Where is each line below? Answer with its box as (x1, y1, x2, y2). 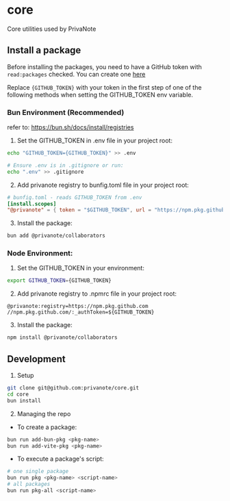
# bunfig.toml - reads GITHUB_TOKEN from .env (7, 194, 142, 201)
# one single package (7, 468, 69, 475)
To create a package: (16, 423, 77, 431)
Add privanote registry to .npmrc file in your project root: (16, 290, 177, 298)
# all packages (7, 481, 51, 488)
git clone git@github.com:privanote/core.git (7, 385, 139, 391)
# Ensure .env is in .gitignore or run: (7, 162, 125, 169)
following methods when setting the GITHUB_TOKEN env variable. (7, 90, 194, 99)
